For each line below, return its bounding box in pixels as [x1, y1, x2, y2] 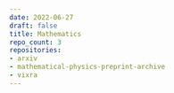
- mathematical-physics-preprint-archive [9, 63, 166, 72]
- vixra [9, 71, 38, 80]
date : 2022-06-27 [9, 12, 74, 22]
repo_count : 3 [9, 37, 62, 47]
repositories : [9, 46, 62, 55]
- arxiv [9, 54, 38, 63]
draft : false [9, 21, 58, 30]
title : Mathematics [9, 29, 82, 38]
